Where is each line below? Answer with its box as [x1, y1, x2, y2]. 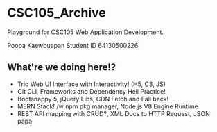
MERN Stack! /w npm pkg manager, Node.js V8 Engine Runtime [17, 102, 199, 110]
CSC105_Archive [7, 5, 106, 21]
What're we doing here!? [7, 61, 116, 74]
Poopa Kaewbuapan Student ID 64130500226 [7, 41, 139, 49]
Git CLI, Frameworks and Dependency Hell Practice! [17, 87, 166, 95]
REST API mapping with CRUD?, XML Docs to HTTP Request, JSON [17, 109, 210, 117]
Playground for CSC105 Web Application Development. [7, 28, 164, 36]
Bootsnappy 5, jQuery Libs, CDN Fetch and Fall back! [17, 94, 169, 103]
